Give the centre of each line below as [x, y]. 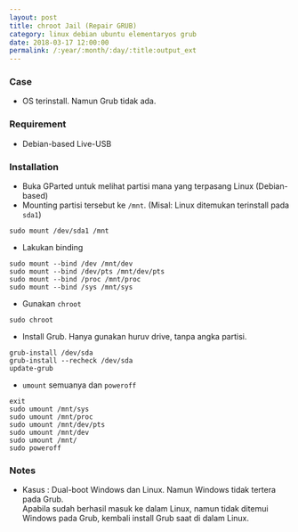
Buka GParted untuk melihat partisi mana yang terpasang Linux [138, 186]
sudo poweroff [36, 448]
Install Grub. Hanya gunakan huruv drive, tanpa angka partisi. [134, 337]
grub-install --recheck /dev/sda [71, 361]
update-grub [31, 369]
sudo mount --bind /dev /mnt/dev [71, 264]
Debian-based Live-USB [67, 143]
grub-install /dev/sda [51, 353]
